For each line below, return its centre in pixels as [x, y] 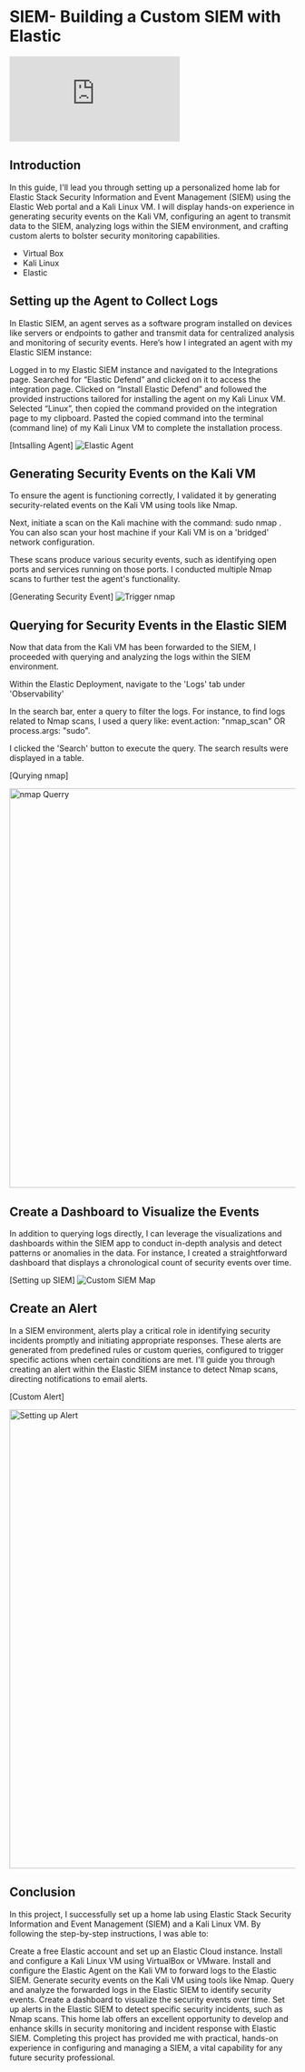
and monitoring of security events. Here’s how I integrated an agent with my [151, 342]
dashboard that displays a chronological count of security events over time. [151, 1262]
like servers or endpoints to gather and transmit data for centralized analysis [152, 333]
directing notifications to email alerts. [79, 1378]
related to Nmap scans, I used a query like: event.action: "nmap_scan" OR [148, 721]
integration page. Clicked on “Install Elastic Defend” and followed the [138, 389]
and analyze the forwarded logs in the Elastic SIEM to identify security [141, 1989]
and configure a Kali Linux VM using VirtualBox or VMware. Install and [140, 1960]
